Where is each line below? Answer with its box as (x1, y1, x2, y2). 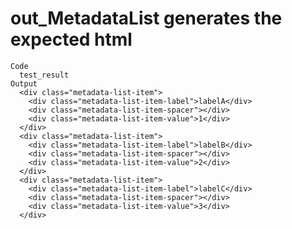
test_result (19, 70, 70, 80)
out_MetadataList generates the (10, 7, 283, 30)
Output (10, 78, 38, 89)
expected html (10, 28, 133, 51)
